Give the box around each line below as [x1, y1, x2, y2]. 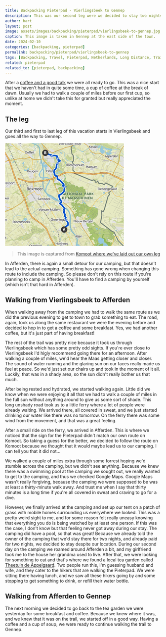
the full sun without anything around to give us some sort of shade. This [5, 396, 152, 402]
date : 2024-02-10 [5, 40, 41, 45]
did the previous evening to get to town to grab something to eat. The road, [5, 314, 158, 320]
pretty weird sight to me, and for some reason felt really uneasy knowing [5, 515, 153, 521]
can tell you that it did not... [5, 448, 61, 454]
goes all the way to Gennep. [5, 134, 62, 140]
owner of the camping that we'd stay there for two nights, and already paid [5, 536, 158, 541]
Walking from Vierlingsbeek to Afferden [5, 296, 130, 304]
